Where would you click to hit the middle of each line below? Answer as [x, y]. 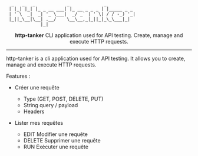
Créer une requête [37, 87]
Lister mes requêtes [39, 123]
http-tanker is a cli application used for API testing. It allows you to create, [96, 58]
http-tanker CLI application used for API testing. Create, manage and [99, 35]
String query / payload [51, 105]
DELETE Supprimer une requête [62, 140]
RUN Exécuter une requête [56, 147]
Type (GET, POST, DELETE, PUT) [63, 99]
